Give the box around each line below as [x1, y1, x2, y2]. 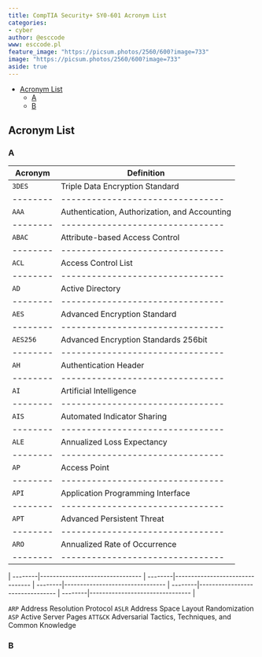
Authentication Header [61, 360, 145, 371]
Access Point [61, 462, 110, 473]
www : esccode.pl [8, 41, 61, 49]
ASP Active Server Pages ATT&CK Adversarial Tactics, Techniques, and [8, 612, 232, 622]
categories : [8, 19, 47, 27]
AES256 [12, 335, 37, 345]
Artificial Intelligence [61, 386, 137, 397]
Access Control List [61, 257, 133, 268]
